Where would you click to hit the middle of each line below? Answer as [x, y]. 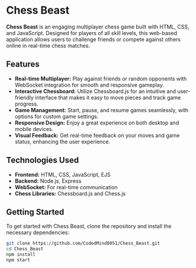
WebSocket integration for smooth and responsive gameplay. [89, 85]
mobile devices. [34, 129]
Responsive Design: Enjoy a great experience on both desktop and [97, 123]
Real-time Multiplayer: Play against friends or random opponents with [101, 78]
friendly [24, 97]
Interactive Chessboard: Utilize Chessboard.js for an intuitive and [95, 91]
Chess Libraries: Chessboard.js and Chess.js [70, 193]
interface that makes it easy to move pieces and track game [108, 97]
